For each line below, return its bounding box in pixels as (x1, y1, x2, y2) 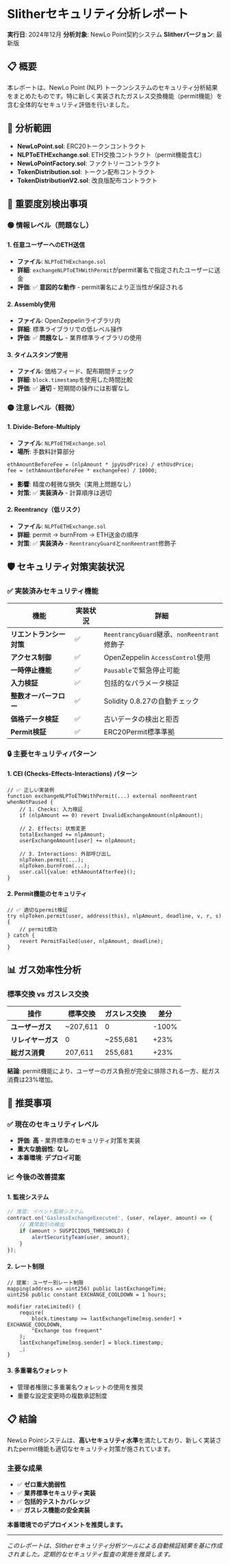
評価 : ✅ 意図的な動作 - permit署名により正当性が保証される (16, 283, 184, 291)
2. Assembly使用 (7, 300, 56, 308)
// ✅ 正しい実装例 (7, 786, 55, 794)
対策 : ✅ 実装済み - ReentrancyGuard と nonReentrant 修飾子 (16, 539, 177, 547)
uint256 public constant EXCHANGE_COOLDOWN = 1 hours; (7, 1291, 167, 1298)
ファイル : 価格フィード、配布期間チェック (16, 367, 135, 376)
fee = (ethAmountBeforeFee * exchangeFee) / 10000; (7, 467, 157, 474)
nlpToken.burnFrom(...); (19, 862, 90, 869)
